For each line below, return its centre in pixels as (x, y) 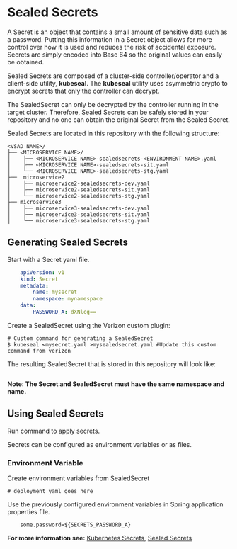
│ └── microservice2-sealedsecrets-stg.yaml (79, 196)
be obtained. (26, 62)
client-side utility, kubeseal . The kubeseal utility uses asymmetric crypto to (117, 83)
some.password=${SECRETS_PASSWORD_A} (76, 525)
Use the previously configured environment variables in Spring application (116, 504)
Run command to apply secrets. (54, 431)
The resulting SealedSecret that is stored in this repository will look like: (111, 364)
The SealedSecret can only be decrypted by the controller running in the (113, 104)
